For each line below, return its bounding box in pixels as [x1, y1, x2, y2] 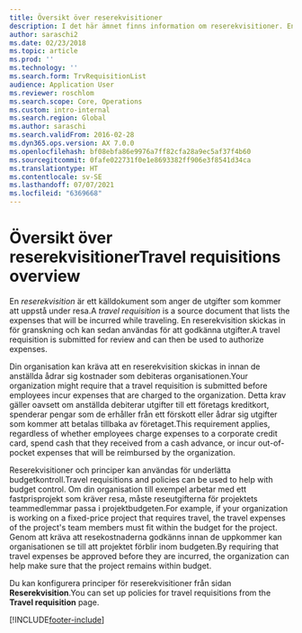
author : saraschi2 [9, 30, 78, 39]
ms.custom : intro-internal [9, 105, 111, 114]
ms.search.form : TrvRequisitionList [9, 72, 147, 81]
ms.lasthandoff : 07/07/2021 [9, 181, 115, 190]
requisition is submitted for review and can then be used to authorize [9, 334, 264, 345]
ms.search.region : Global [9, 113, 106, 122]
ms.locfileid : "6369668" [9, 189, 102, 198]
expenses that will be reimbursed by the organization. [37, 447, 235, 457]
